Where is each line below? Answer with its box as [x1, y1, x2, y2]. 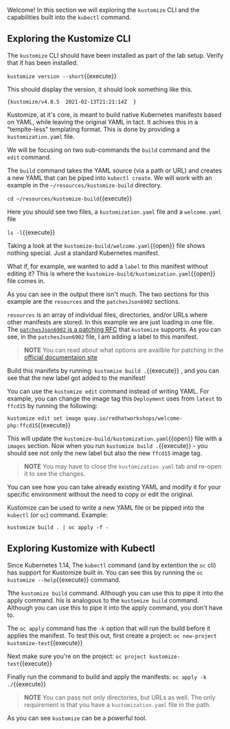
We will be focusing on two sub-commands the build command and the [7, 146, 211, 154]
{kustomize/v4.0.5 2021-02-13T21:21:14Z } [7, 98, 137, 105]
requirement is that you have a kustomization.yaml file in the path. [23, 700, 211, 708]
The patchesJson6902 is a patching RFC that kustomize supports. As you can [7, 325, 221, 333]
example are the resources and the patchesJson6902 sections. [7, 297, 181, 305]
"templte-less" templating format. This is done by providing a [7, 125, 180, 133]
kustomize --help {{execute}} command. [7, 575, 121, 583]
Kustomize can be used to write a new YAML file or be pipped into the [7, 503, 205, 511]
